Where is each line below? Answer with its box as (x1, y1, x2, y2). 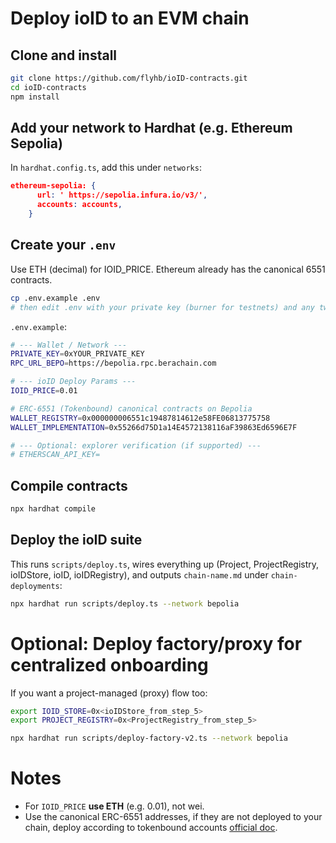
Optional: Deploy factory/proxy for (10, 632, 303, 655)
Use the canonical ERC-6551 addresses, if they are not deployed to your (24, 811, 323, 823)
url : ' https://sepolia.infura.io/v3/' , (36, 190, 208, 201)
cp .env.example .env (10, 293, 101, 303)
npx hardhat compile (10, 504, 97, 514)
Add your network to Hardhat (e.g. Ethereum (10, 120, 293, 137)
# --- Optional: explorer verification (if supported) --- (10, 440, 262, 451)
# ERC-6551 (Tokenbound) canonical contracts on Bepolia (10, 403, 253, 414)
